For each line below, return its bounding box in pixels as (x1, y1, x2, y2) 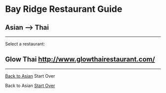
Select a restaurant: (5, 41, 45, 46)
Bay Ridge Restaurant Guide (5, 3, 123, 15)
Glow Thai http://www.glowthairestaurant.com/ (5, 55, 155, 64)
